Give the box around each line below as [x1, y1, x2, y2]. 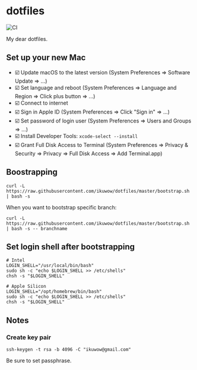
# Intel [6, 258, 26, 264]
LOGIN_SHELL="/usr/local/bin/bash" [6, 263, 94, 269]
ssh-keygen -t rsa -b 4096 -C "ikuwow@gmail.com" [6, 347, 132, 353]
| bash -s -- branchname [6, 225, 68, 231]
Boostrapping [6, 167, 58, 177]
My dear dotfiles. [6, 35, 48, 42]
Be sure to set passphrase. [6, 357, 72, 364]
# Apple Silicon [6, 284, 46, 290]
